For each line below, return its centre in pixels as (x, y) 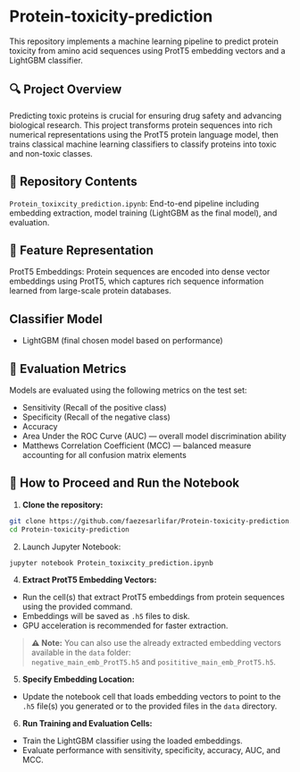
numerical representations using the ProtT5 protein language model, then (144, 134)
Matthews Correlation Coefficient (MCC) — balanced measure (137, 445)
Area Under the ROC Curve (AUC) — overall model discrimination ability (154, 436)
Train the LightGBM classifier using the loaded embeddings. (132, 741)
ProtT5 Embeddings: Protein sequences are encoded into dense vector (140, 272)
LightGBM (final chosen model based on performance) (122, 341)
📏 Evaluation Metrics (68, 369)
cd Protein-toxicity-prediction (69, 530)
